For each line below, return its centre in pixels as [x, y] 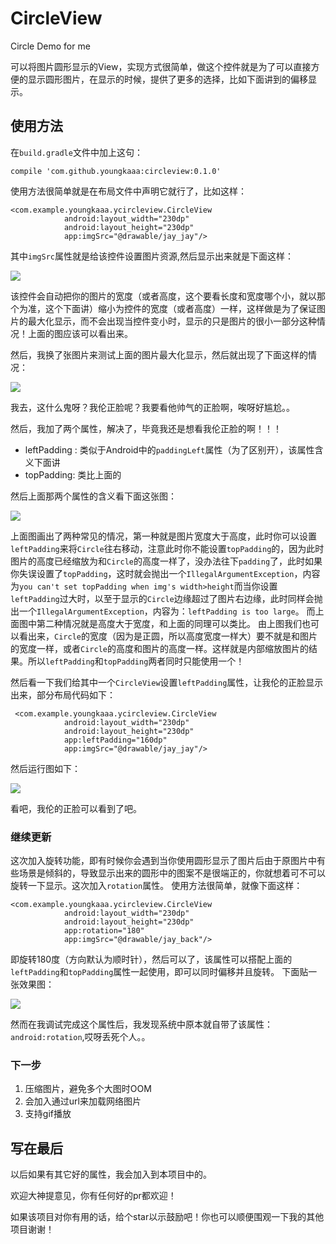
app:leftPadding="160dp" [115, 740]
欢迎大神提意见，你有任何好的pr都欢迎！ [93, 1196]
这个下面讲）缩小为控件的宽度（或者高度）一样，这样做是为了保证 [180, 308]
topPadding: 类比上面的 [73, 474]
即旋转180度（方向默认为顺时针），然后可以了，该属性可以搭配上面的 [151, 959]
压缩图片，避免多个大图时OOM [88, 1089]
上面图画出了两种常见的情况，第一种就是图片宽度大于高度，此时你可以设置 [163, 536]
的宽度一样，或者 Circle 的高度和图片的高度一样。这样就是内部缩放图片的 [159, 648]
